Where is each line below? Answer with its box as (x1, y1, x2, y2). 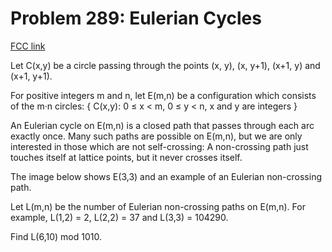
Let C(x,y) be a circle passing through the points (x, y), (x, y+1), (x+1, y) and (10, 59, 321, 71)
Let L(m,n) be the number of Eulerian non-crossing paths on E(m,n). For (10, 200, 306, 212)
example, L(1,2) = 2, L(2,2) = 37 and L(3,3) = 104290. (10, 211, 229, 223)
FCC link (10, 40, 46, 52)
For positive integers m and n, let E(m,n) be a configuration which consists (10, 89, 317, 101)
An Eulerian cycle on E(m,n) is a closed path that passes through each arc (10, 119, 315, 131)
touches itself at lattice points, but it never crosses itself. (10, 151, 243, 163)
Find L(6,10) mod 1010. (10, 230, 102, 242)
